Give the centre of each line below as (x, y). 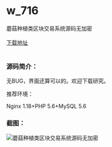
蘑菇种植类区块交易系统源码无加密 (49, 28)
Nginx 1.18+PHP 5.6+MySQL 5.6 (47, 106)
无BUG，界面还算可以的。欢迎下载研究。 (58, 81)
